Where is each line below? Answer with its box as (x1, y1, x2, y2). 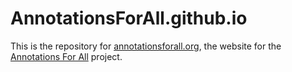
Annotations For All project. (10, 50, 123, 62)
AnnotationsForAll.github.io (10, 7, 248, 30)
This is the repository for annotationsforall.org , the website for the (10, 40, 282, 52)
